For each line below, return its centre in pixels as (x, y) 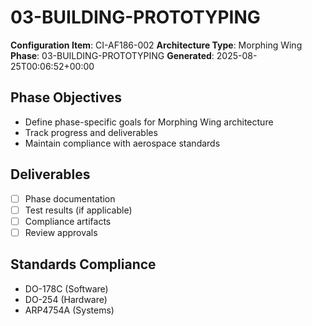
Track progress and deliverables (91, 132)
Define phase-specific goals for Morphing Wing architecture (149, 122)
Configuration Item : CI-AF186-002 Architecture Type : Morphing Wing (156, 45)
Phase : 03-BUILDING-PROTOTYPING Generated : (112, 55)
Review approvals (61, 232)
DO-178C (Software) (66, 288)
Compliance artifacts (68, 221)
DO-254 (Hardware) (66, 299)
